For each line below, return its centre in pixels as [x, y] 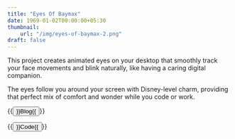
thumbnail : [23, 27]
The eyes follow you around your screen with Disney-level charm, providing [118, 89]
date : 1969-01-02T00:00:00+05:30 [57, 21]
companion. [25, 76]
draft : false [27, 40]
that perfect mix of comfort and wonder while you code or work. [101, 97]
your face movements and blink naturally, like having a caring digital [106, 68]
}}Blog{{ [26, 112]
